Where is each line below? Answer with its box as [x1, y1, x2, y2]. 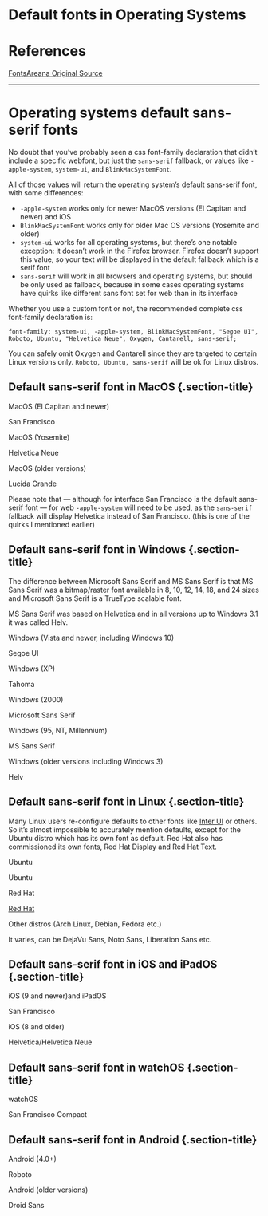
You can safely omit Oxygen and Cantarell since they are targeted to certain [8, 349, 258, 358]
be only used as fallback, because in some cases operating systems [19, 280, 245, 290]
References [8, 42, 86, 61]
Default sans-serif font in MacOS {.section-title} [8, 381, 254, 394]
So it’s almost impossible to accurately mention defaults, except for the [8, 824, 242, 835]
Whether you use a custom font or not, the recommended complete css [8, 304, 243, 314]
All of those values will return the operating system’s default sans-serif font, [8, 180, 258, 189]
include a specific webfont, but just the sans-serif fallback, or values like [8, 156, 249, 165]
